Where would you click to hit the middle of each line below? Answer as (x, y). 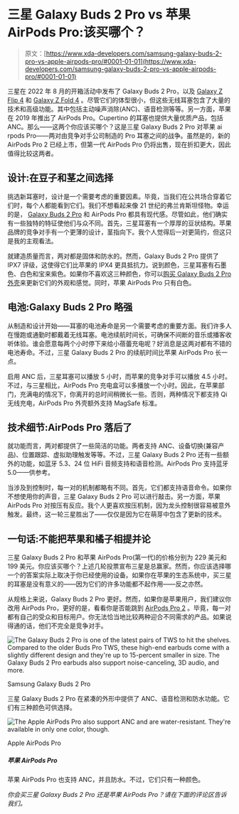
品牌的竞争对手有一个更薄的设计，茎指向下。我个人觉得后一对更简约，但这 (116, 232)
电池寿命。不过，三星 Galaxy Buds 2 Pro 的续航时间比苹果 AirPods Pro (111, 352)
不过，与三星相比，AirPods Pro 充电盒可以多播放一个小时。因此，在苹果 (113, 385)
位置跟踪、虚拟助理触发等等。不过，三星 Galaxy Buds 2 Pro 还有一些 (123, 455)
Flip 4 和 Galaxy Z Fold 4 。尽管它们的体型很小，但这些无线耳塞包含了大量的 (119, 100)
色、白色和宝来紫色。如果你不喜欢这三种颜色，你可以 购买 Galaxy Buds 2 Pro (119, 274)
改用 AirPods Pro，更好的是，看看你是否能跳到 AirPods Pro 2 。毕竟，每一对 (119, 608)
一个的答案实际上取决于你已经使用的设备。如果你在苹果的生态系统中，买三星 (119, 575)
